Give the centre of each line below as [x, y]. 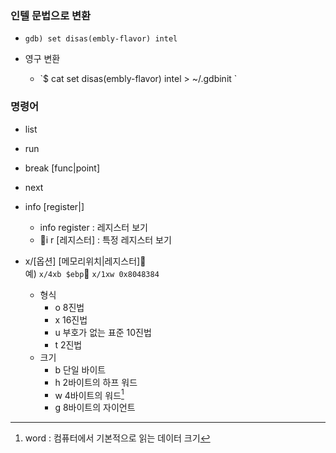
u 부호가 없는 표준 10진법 [103, 332]
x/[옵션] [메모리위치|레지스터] [82, 261]
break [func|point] [62, 168]
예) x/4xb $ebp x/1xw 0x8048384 [92, 273]
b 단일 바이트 [80, 369]
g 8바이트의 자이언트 [95, 408]
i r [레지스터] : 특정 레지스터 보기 [108, 239]
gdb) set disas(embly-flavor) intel [101, 39]
